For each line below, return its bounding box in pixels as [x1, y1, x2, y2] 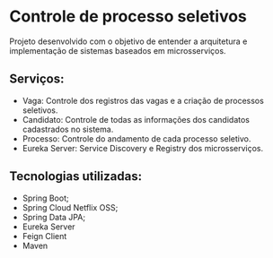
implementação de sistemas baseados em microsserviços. [9, 45, 226, 56]
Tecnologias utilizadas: [9, 168, 142, 185]
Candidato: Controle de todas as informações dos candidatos [22, 114, 250, 125]
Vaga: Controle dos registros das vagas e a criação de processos [22, 95, 265, 106]
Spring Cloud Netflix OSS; [22, 202, 119, 212]
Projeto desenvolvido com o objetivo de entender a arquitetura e [9, 36, 248, 47]
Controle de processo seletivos [9, 6, 247, 27]
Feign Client [22, 230, 67, 241]
